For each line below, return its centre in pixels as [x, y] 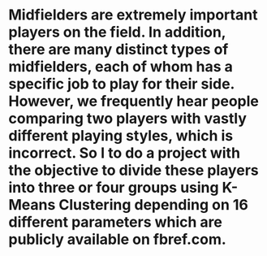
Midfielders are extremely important [133, 15]
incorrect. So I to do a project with [125, 153]
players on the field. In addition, [117, 32]
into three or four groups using [114, 188]
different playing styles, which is [121, 136]
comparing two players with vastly [128, 119]
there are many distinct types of [118, 50]
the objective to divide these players [133, 170]
